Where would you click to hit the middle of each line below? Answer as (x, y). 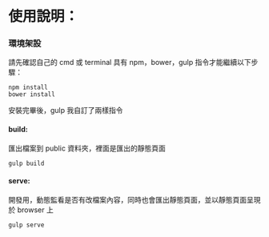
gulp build (26, 163)
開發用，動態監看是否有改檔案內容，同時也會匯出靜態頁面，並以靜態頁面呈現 (134, 199)
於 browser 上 (31, 210)
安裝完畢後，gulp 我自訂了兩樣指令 (66, 110)
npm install (28, 88)
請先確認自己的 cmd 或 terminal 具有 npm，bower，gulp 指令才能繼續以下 (130, 62)
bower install (32, 94)
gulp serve (26, 225)
